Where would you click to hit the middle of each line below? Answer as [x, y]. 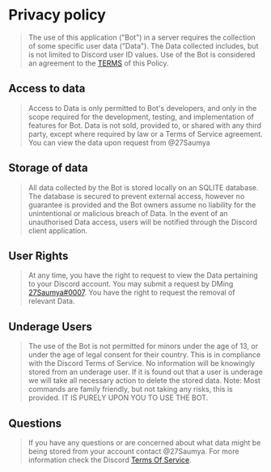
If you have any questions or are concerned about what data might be [144, 442]
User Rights [38, 255]
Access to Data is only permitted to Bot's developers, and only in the [142, 108]
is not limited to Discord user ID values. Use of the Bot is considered [142, 54]
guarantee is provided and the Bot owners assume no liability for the [142, 205]
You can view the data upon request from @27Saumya [119, 142]
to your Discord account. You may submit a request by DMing [131, 284]
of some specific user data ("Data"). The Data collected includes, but [143, 45]
